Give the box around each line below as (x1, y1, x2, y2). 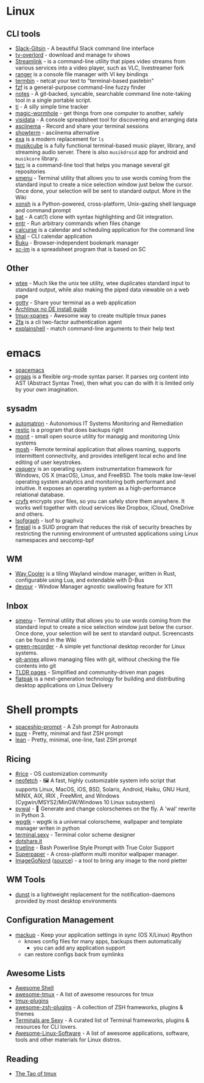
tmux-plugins (15, 997, 49, 1004)
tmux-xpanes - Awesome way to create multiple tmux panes (15, 312, 166, 319)
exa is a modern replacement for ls (15, 135, 104, 143)
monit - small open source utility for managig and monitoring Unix (15, 432, 180, 440)
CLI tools (6, 29, 41, 39)
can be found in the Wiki (15, 636, 77, 644)
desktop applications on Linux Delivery (15, 682, 113, 689)
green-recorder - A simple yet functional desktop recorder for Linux (15, 643, 186, 650)
